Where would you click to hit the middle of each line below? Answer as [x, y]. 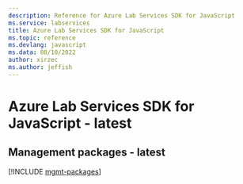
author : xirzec [33, 60]
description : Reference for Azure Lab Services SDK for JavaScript [122, 15]
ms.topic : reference [42, 38]
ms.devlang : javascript [47, 45]
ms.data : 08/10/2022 [42, 52]
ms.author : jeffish [40, 67]
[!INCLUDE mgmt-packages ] [55, 171]
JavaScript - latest [70, 123]
